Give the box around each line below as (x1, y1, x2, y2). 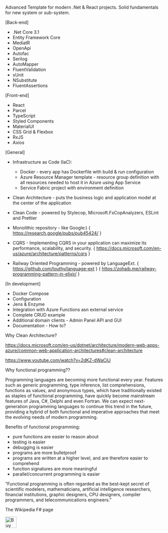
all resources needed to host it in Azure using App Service (20, 180, 141, 185)
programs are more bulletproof (12, 450, 76, 455)
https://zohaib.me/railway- (102, 266, 157, 271)
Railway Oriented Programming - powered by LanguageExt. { (12, 260, 139, 266)
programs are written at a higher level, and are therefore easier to (12, 455, 148, 461)
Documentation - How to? (12, 323, 66, 329)
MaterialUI (12, 123, 34, 129)
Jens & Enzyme (12, 301, 45, 307)
